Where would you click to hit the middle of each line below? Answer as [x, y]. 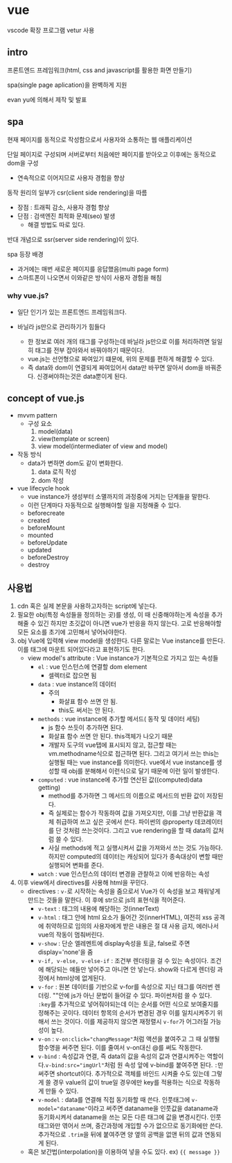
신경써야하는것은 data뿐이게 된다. [82, 376]
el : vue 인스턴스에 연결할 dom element [92, 667]
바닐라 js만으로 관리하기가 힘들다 [61, 327]
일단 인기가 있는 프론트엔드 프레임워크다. [72, 312]
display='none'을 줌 [65, 952]
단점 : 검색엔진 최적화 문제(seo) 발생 [66, 216]
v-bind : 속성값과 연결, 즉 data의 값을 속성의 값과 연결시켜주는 [122, 1056]
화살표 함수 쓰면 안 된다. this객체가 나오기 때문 [110, 736]
